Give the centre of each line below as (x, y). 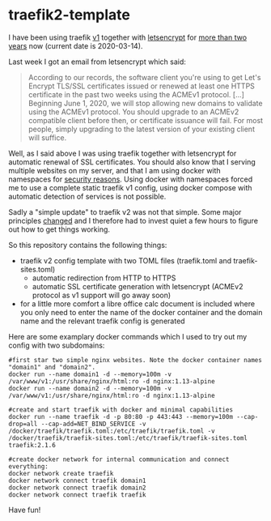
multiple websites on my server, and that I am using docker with (114, 170)
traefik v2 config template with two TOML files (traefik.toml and (126, 260)
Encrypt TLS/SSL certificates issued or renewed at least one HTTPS (141, 86)
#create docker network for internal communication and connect (119, 459)
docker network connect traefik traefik (78, 495)
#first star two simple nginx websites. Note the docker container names (135, 360)
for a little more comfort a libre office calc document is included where (138, 303)
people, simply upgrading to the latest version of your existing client (141, 129)
